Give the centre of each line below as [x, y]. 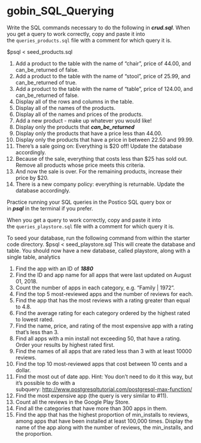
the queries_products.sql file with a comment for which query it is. [89, 40]
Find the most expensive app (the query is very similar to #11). [92, 395]
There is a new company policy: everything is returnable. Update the [100, 184]
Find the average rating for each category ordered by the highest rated [103, 313]
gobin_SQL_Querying [60, 11]
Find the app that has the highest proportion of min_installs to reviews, [102, 414]
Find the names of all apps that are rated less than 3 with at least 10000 [103, 351]
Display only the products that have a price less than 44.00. [89, 133]
